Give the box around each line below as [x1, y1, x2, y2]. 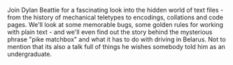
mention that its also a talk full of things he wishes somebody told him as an [7, 43, 226, 50]
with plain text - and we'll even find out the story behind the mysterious [7, 28, 213, 36]
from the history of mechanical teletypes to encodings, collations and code [7, 13, 224, 21]
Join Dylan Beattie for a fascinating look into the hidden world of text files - [7, 6, 224, 14]
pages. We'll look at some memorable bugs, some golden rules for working [7, 21, 224, 28]
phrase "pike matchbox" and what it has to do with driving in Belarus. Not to [7, 35, 226, 44]
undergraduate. [7, 50, 52, 58]
